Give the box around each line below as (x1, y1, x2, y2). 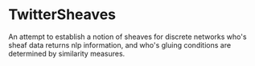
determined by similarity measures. (8, 49, 125, 58)
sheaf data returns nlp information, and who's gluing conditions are (8, 40, 232, 49)
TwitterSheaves (8, 6, 117, 24)
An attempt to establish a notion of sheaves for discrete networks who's (8, 32, 247, 41)
